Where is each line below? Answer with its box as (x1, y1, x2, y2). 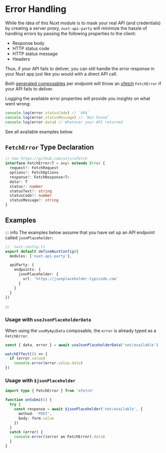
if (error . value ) (9, 356, 46, 361)
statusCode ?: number (9, 193, 52, 198)
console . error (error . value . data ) (14, 361, 83, 366)
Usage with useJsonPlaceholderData (5, 316, 92, 323)
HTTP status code (12, 45, 50, 51)
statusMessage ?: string (9, 198, 58, 203)
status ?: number (9, 184, 43, 189)
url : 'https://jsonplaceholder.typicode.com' (23, 276, 119, 281)
